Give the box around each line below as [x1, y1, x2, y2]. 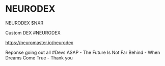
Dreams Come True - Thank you [5, 54, 73, 61]
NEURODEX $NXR [5, 20, 44, 26]
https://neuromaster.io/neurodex [5, 39, 74, 46]
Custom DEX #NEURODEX [5, 29, 61, 36]
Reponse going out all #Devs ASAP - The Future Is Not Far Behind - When [5, 49, 160, 55]
